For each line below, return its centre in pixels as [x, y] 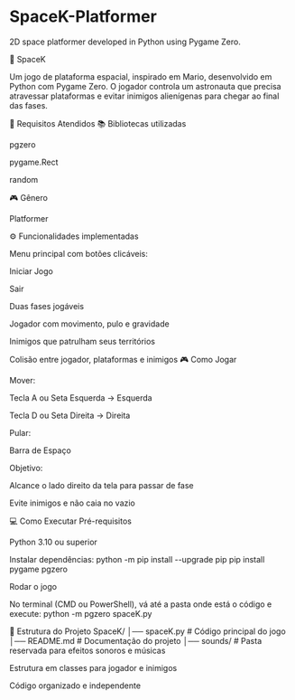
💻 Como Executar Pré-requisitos [71, 521]
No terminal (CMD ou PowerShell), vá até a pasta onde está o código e [141, 604]
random [24, 179]
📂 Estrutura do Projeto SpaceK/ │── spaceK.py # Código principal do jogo [147, 631]
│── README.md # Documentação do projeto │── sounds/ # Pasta [136, 640]
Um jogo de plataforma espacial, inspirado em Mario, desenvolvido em [141, 76]
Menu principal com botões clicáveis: [79, 253]
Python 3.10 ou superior [53, 542]
